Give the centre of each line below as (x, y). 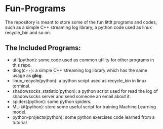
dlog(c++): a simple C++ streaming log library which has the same (80, 70)
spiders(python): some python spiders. (52, 102)
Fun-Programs (35, 9)
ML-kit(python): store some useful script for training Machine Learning (84, 106)
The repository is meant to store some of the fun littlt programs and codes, (81, 22)
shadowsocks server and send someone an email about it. (71, 96)
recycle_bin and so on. (28, 32)
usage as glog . (27, 75)
